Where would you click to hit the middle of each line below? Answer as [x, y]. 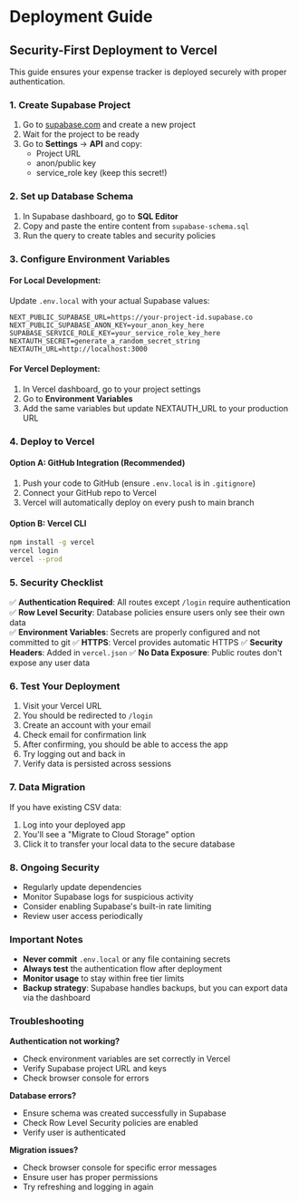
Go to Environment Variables [77, 398]
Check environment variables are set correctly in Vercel [126, 1059]
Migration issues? [44, 1149]
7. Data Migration [48, 788]
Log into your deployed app [74, 824]
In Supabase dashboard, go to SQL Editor [100, 216]
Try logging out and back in [74, 754]
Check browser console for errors [86, 1078]
